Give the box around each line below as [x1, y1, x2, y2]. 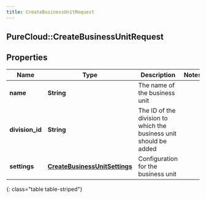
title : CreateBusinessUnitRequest [6, 9, 95, 15]
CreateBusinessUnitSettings [47, 162, 132, 170]
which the [137, 121, 167, 130]
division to [137, 114, 168, 122]
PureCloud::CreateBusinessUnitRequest [6, 32, 164, 42]
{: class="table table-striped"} [6, 185, 83, 193]
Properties [6, 53, 48, 63]
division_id [9, 125, 42, 133]
